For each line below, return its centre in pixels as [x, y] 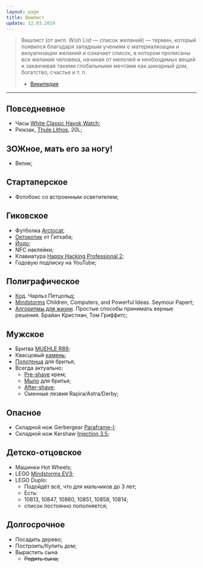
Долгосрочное [36, 525]
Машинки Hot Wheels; [43, 467]
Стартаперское [37, 182]
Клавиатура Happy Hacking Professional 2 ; [69, 256]
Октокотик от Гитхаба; [44, 237]
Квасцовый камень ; [40, 355]
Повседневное [36, 108]
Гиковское [27, 216]
